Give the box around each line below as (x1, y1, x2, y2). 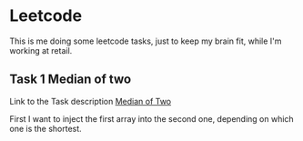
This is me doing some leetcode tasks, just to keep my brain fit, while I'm (9, 35, 282, 46)
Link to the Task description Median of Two (9, 96, 172, 106)
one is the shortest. (9, 123, 82, 134)
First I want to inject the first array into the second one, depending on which (9, 113, 294, 124)
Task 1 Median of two (9, 72, 132, 87)
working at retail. (9, 45, 73, 55)
